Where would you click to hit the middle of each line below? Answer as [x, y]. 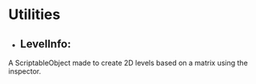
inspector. [25, 71]
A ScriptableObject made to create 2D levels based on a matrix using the [128, 63]
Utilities [34, 15]
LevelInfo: [45, 44]
